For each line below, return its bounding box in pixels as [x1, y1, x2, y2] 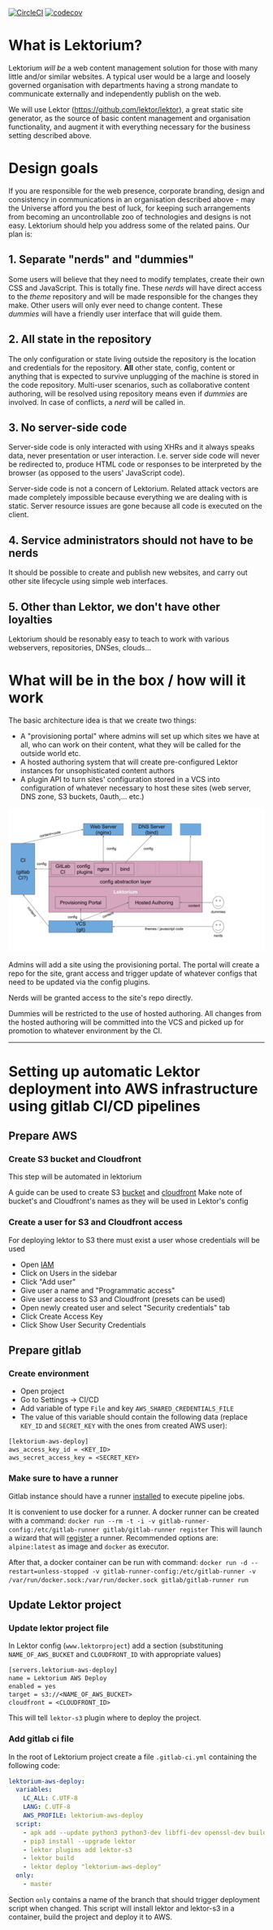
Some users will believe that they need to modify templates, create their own [8, 274, 265, 284]
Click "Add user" [19, 1276, 76, 1286]
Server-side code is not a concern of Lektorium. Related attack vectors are [8, 484, 258, 493]
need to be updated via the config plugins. [8, 977, 150, 987]
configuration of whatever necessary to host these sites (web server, [19, 783, 252, 793]
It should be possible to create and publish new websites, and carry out [8, 567, 248, 577]
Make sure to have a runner [8, 1472, 119, 1484]
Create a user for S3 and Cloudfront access [8, 1216, 183, 1228]
